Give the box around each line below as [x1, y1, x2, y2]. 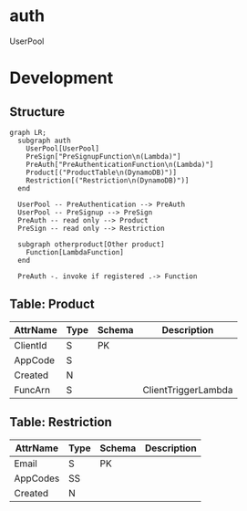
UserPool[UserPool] [26, 143, 100, 153]
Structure [9, 104, 66, 120]
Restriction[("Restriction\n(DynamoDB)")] [26, 175, 190, 185]
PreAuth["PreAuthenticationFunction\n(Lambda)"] [26, 160, 214, 169]
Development [9, 68, 114, 89]
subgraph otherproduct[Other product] [17, 239, 166, 249]
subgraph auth [17, 136, 71, 145]
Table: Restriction [9, 414, 112, 430]
